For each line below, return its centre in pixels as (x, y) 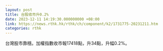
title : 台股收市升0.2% (27, 14)
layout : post (19, 10)
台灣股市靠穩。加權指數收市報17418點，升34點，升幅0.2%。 (67, 43)
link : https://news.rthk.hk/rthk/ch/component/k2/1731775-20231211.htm (81, 24)
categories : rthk (23, 28)
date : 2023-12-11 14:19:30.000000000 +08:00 (52, 19)
